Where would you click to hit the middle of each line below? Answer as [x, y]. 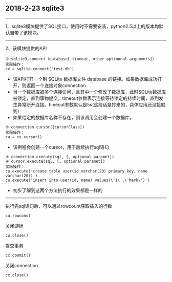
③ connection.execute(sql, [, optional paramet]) [60, 157]
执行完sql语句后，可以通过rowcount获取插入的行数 [59, 206]
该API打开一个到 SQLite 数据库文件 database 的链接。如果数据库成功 [85, 79]
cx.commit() [18, 255]
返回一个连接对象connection [56, 85]
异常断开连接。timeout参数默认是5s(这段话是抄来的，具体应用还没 [87, 104]
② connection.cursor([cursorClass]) [45, 127]
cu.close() [17, 235]
